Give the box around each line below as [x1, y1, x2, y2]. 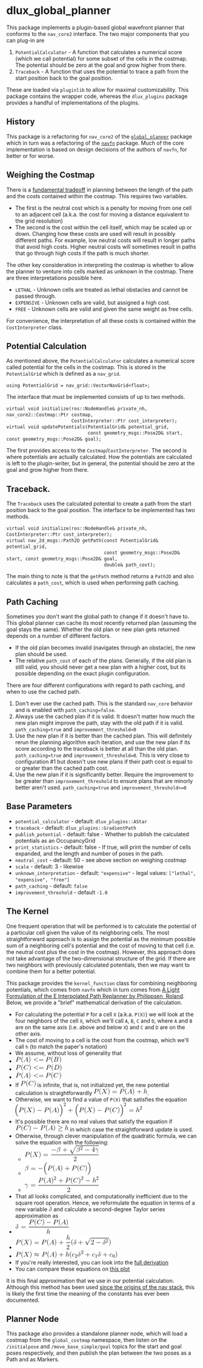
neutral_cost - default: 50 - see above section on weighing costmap [15, 856, 187, 863]
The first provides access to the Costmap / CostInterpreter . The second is [6, 447, 187, 454]
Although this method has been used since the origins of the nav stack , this [6, 1283, 195, 1291]
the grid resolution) [15, 217, 64, 224]
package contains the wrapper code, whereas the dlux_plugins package [6, 92, 188, 100]
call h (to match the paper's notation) [15, 1043, 108, 1050]
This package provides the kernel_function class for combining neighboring [6, 979, 197, 987]
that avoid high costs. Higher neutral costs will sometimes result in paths [15, 243, 196, 250]
